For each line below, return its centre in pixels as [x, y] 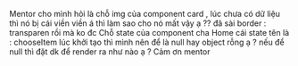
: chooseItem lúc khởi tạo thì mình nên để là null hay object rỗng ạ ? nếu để [147, 42]
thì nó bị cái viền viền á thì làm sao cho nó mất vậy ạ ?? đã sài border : [138, 23]
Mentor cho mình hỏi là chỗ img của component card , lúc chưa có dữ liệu [145, 14]
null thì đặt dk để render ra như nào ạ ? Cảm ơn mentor [110, 52]
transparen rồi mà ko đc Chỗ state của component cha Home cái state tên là [149, 33]
